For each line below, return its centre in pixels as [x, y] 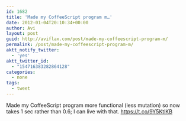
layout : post [22, 34]
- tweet [21, 89]
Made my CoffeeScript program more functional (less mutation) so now [93, 105]
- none [20, 77]
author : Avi [21, 28]
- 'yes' [21, 55]
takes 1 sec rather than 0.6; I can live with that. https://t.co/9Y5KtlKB [89, 111]
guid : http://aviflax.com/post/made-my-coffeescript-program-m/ [87, 39]
